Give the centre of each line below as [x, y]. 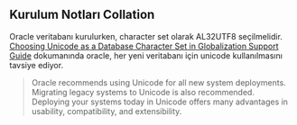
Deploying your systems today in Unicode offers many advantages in [160, 102]
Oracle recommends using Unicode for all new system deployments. [158, 82]
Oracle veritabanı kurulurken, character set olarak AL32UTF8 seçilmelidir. [146, 36]
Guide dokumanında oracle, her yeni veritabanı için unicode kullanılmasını [146, 55]
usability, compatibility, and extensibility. [107, 111]
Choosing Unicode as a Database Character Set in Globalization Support [144, 46]
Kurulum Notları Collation [82, 15]
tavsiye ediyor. [37, 65]
